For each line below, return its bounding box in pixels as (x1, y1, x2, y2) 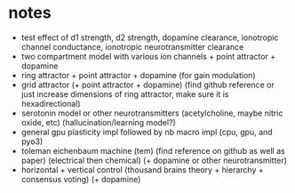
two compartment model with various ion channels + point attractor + (20, 51, 276, 61)
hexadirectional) (20, 98, 81, 109)
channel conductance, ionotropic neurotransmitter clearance (20, 41, 244, 52)
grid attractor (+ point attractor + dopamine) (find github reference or (20, 79, 275, 90)
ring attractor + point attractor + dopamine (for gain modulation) (20, 69, 256, 80)
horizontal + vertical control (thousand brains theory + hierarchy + (20, 164, 264, 175)
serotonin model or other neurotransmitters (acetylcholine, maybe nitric (20, 108, 283, 118)
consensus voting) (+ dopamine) (20, 173, 141, 184)
